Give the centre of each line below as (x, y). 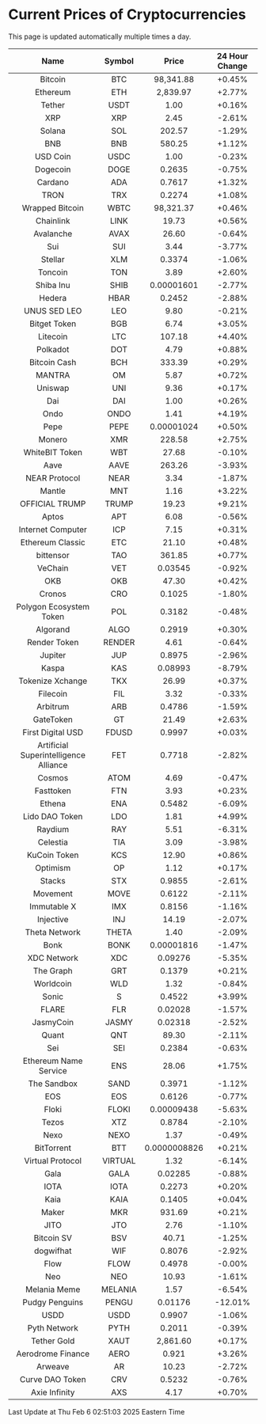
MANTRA (53, 375)
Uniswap (53, 388)
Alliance (53, 765)
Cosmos (53, 777)
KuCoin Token (53, 855)
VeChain (53, 568)
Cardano (53, 182)
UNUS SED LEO (53, 310)
